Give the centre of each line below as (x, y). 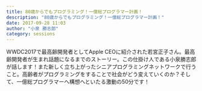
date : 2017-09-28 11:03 (36, 23)
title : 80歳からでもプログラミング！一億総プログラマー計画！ (74, 12)
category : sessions (31, 34)
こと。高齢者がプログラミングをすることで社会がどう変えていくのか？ (93, 74)
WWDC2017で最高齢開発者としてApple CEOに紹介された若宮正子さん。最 (98, 52)
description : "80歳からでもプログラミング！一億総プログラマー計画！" (85, 17)
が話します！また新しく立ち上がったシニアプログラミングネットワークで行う (101, 67)
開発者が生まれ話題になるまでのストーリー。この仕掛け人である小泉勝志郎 (104, 59)
